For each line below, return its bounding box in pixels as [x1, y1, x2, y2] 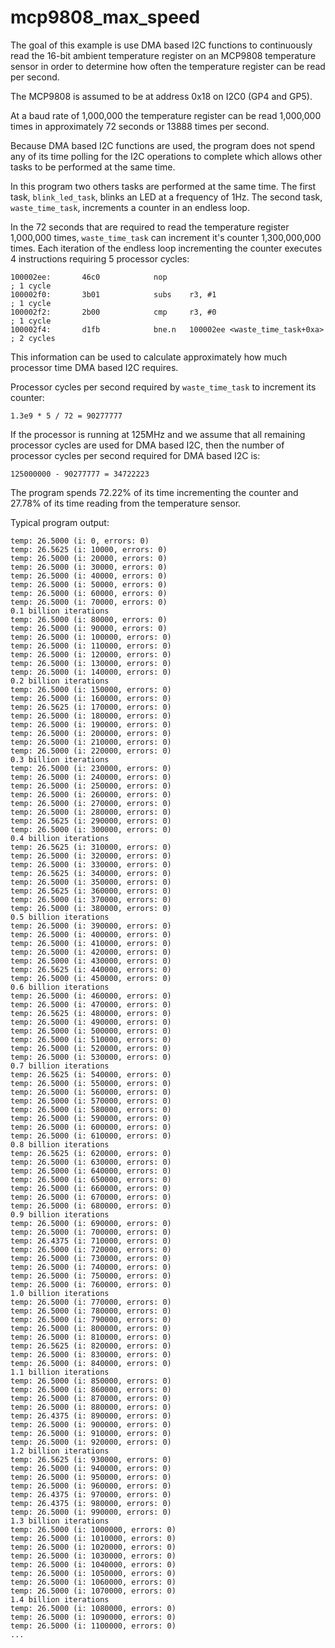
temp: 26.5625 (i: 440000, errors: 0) [10, 964, 172, 975]
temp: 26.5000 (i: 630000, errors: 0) [10, 1157, 172, 1167]
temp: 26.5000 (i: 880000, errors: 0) [10, 1402, 172, 1412]
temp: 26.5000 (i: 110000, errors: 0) [10, 641, 172, 651]
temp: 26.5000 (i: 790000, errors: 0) [10, 1314, 172, 1325]
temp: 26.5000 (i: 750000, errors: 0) [10, 1271, 172, 1281]
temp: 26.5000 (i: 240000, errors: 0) [10, 772, 172, 782]
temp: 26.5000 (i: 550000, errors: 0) [10, 1078, 172, 1088]
